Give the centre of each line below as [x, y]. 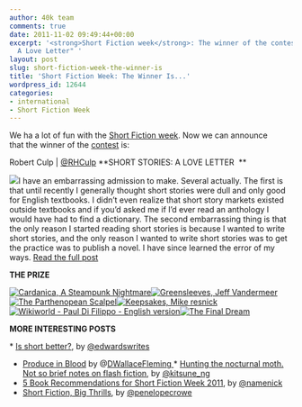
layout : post [34, 59]
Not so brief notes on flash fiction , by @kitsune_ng [116, 374]
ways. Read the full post [54, 258]
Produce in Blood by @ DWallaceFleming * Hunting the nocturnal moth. [153, 364]
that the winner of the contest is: [70, 145]
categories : [31, 93]
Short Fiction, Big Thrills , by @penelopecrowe [107, 393]
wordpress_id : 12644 [48, 85]
